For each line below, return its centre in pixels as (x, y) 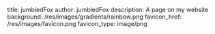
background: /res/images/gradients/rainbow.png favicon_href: (95, 17)
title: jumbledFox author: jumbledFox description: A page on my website (108, 10)
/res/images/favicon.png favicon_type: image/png (77, 24)
